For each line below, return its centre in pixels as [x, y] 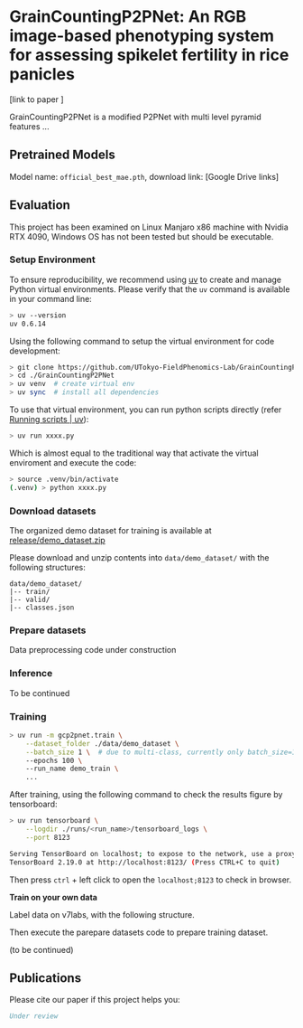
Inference [31, 674]
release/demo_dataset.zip [57, 541]
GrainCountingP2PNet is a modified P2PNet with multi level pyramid [135, 117]
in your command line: [50, 298]
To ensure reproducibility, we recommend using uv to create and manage [146, 279]
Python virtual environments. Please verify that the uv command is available [150, 289]
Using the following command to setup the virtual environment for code [142, 341]
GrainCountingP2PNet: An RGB [128, 17]
